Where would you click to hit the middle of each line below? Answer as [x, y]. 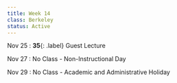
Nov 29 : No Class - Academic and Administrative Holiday [88, 72]
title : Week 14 [29, 13]
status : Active [29, 26]
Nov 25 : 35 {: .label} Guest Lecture [57, 46]
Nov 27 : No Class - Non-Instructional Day [67, 59]
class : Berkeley [30, 20]
